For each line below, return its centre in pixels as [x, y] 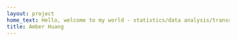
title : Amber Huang [35, 26]
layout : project [30, 14]
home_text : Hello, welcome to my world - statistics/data [94, 20]
